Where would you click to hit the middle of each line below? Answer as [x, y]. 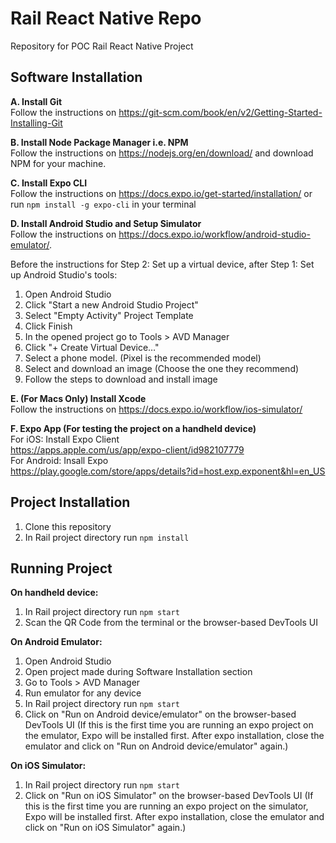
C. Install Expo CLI [49, 183]
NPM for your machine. [58, 163]
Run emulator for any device [83, 693]
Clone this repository [68, 526]
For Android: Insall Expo [59, 460]
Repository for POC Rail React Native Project [102, 46]
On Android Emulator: [56, 642]
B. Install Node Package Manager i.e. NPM [99, 142]
